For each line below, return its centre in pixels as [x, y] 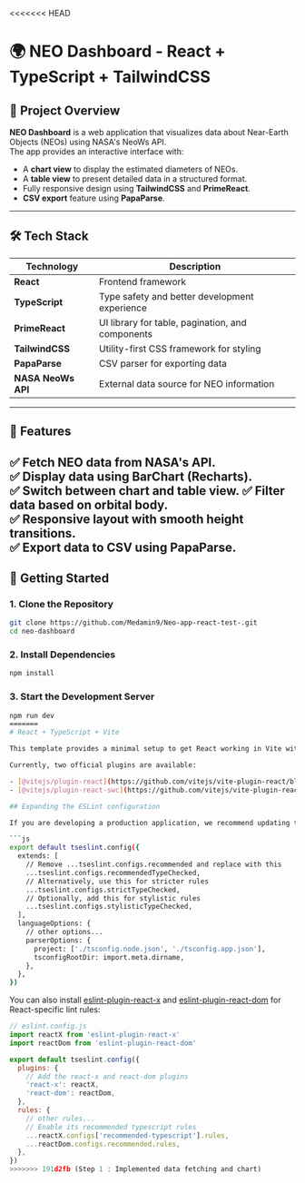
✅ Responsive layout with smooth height [127, 519]
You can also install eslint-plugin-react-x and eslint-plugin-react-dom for [145, 1000]
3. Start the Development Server [82, 696]
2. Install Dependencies [63, 655]
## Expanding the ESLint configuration [85, 806]
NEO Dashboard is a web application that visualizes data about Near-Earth [149, 132]
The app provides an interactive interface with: [97, 152]
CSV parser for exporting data [162, 363]
